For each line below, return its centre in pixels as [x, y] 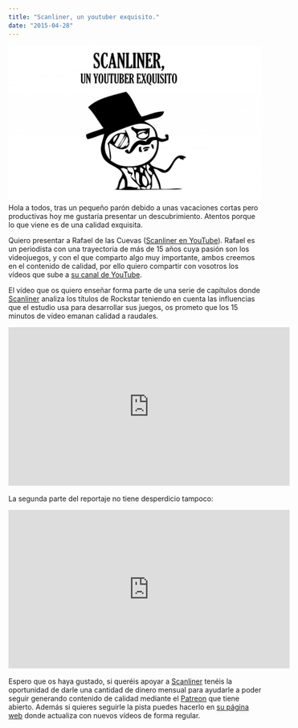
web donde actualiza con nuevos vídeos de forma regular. [104, 715]
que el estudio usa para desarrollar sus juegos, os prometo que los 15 [123, 307]
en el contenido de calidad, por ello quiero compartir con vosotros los [124, 266]
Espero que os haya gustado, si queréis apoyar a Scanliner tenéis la [120, 681]
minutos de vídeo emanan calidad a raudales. [84, 316]
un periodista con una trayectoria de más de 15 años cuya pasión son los [129, 249]
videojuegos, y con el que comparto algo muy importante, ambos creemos [132, 257]
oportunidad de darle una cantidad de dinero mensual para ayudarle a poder [135, 689]
